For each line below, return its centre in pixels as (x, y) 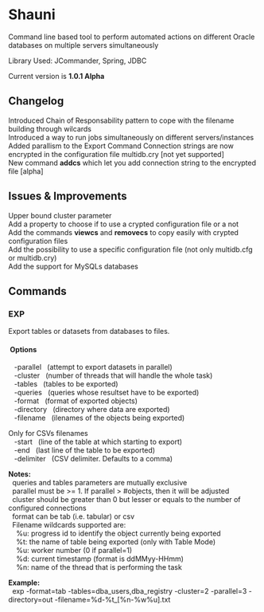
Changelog (36, 101)
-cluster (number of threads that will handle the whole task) (113, 375)
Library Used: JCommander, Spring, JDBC (78, 61)
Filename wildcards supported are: (69, 525)
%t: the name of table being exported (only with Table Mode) (116, 542)
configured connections (47, 508)
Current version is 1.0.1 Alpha (56, 76)
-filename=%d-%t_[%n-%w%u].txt (113, 600)
